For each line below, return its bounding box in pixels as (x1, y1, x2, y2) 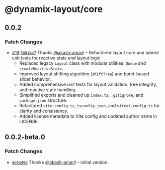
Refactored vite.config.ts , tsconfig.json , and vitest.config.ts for (19, 102, 160, 108)
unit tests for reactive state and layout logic (11, 55, 100, 61)
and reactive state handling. (19, 86, 77, 93)
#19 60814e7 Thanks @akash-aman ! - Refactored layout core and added (11, 49, 159, 55)
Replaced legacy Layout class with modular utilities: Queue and (19, 60, 146, 66)
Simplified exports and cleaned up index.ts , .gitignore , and (19, 92, 144, 98)
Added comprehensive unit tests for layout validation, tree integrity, (19, 81, 158, 87)
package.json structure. (19, 97, 68, 103)
